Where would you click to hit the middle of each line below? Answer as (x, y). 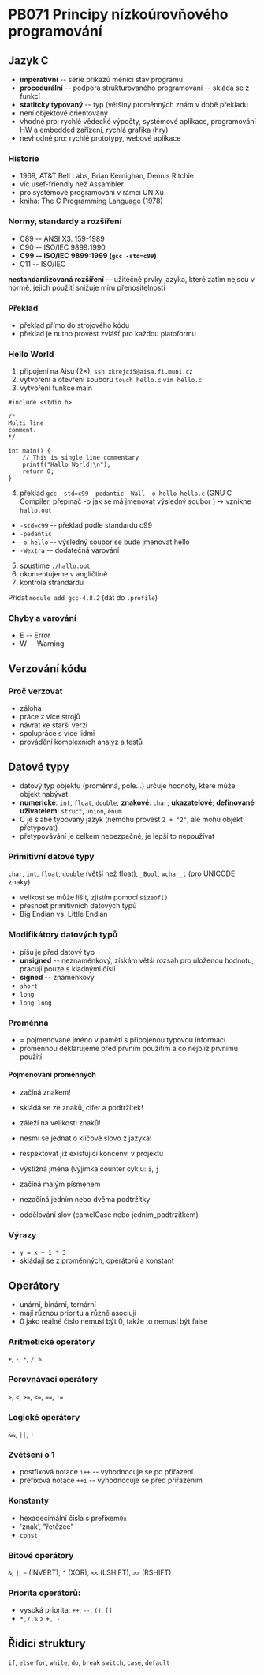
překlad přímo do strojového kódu (74, 325)
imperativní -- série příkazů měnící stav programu (101, 79)
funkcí (30, 96)
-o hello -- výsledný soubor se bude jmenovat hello (105, 542)
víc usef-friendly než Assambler (72, 184)
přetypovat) (39, 828)
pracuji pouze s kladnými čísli (67, 968)
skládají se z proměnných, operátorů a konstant (97, 1260)
